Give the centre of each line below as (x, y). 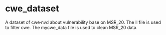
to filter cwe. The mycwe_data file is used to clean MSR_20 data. (72, 27)
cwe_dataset (32, 9)
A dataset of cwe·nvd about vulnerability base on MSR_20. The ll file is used (83, 22)
